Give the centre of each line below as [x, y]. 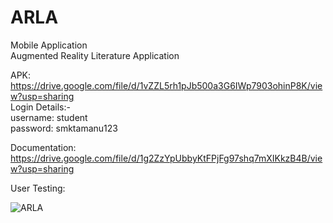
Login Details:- [40, 107]
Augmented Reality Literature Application [95, 55]
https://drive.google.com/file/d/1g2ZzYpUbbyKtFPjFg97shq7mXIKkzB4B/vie [166, 158]
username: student [49, 117]
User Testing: [38, 188]
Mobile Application [49, 45]
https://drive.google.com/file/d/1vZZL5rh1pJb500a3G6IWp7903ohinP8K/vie [166, 85]
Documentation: [43, 147]
